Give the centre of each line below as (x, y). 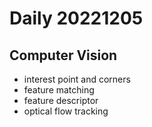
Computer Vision (63, 55)
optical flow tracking (66, 111)
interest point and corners (77, 79)
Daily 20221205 (76, 18)
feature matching (59, 90)
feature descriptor (61, 100)
